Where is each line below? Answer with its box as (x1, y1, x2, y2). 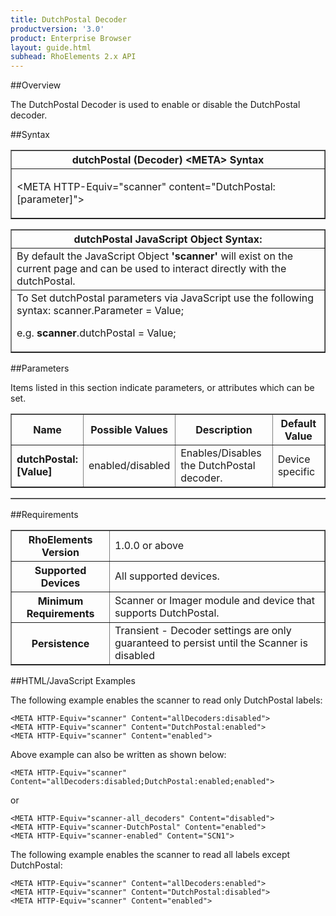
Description (195, 423, 253, 437)
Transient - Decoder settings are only (114, 624, 292, 638)
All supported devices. (114, 569, 220, 583)
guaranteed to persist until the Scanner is (114, 636, 308, 650)
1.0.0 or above (114, 539, 185, 553)
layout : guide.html (10, 42, 92, 53)
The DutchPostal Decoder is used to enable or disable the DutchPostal (10, 99, 301, 111)
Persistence (31, 637, 90, 651)
